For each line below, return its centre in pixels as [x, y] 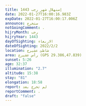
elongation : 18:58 [24, 82]
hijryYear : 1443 [21, 37]
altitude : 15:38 [21, 73]
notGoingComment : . [25, 28]
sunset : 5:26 [18, 60]
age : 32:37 [16, 64]
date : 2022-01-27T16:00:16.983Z [38, 14]
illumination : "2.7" [26, 69]
